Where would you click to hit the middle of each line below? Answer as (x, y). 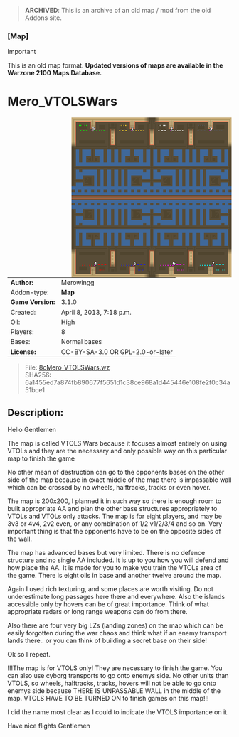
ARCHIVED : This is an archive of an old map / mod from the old (118, 10)
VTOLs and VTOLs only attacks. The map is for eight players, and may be (115, 516)
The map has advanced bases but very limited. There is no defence (106, 553)
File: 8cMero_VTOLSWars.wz (67, 367)
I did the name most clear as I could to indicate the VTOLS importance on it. (118, 712)
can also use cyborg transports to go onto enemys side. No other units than (118, 676)
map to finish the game (41, 458)
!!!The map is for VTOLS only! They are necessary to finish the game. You (115, 668)
